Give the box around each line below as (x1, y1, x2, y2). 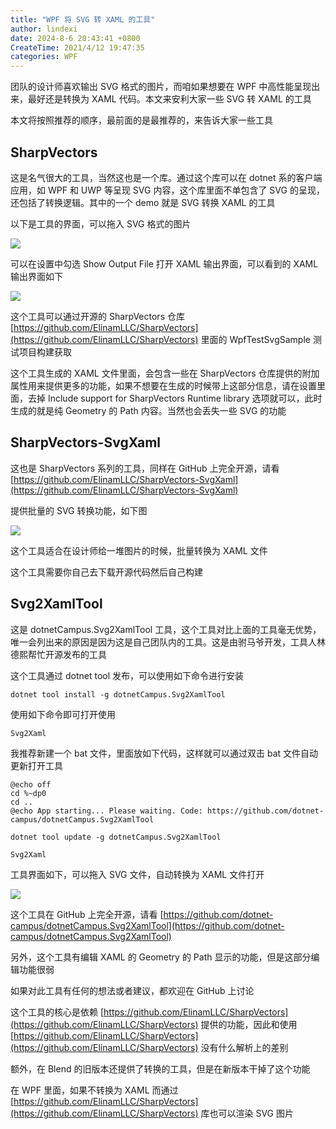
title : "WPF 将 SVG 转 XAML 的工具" (10, 14, 156, 25)
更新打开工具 (10, 759, 63, 771)
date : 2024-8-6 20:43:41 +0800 (10, 33, 141, 43)
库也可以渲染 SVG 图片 (200, 1107, 294, 1119)
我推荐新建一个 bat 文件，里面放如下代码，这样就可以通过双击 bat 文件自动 (10, 747, 319, 759)
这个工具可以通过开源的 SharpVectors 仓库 (10, 310, 185, 322)
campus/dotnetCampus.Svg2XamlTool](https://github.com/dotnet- (10, 919, 285, 931)
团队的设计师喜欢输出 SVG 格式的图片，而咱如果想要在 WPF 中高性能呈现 (10, 81, 312, 93)
